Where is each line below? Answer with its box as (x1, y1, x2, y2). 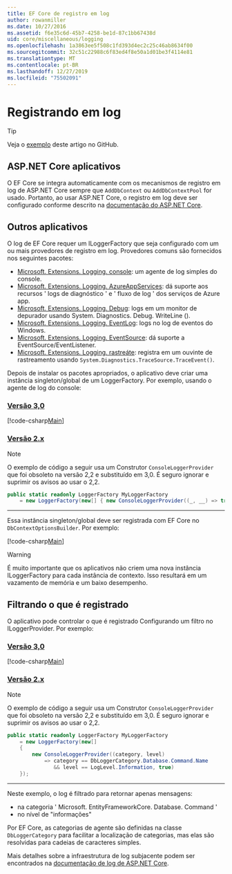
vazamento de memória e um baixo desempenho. (7, 579, 148, 587)
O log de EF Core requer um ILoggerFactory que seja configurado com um (7, 239, 219, 248)
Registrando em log (7, 104, 122, 120)
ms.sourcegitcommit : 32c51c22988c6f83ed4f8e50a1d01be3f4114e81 (7, 49, 193, 56)
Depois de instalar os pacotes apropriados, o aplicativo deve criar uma (7, 369, 209, 377)
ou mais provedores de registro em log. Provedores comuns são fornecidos (7, 246, 222, 254)
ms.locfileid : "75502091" (7, 74, 81, 82)
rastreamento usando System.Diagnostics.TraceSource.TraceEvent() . (17, 355, 215, 364)
